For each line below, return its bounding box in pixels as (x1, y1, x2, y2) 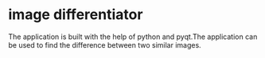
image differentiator (8, 6, 143, 24)
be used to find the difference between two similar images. (8, 40, 201, 49)
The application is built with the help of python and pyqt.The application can (8, 32, 258, 41)
